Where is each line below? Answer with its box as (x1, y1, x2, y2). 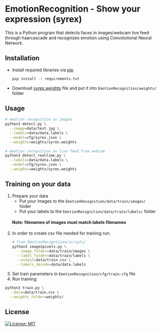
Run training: (12, 276, 38, 282)
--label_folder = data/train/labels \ (16, 253, 90, 258)
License (5, 308, 29, 316)
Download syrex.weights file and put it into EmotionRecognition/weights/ (12, 85, 157, 91)
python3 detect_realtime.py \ (5, 153, 66, 158)
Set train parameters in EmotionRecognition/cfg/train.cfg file (12, 271, 135, 277)
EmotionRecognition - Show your (5, 3, 141, 15)
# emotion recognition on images (5, 117, 73, 122)
